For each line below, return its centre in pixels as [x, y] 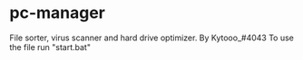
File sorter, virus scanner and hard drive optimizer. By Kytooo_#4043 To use [152, 38]
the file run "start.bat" [50, 47]
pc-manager [58, 13]
